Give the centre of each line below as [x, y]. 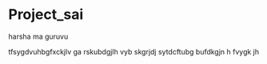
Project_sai [46, 15]
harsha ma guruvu [38, 36]
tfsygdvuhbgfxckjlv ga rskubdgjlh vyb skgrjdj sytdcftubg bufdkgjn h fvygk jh [134, 51]
